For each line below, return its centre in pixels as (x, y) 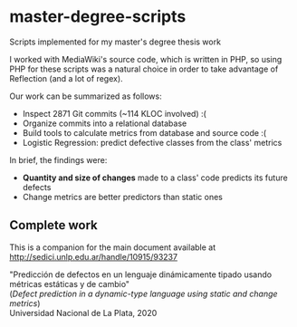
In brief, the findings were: (58, 159)
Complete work (53, 225)
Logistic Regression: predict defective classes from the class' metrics (152, 142)
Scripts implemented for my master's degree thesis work (115, 42)
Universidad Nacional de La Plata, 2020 (83, 313)
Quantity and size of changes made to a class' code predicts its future (155, 178)
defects (37, 187)
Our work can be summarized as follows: (86, 96)
